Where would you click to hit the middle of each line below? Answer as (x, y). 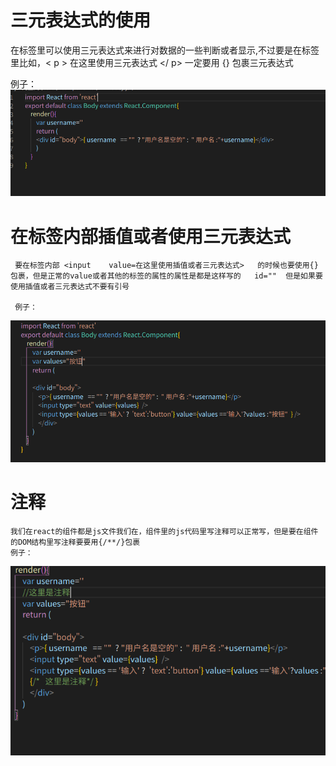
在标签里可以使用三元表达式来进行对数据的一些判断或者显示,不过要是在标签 (165, 50)
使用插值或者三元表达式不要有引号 (70, 287)
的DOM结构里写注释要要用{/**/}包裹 (75, 542)
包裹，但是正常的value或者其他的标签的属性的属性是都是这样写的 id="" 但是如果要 (166, 276)
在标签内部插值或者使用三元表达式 (151, 236)
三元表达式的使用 (81, 20)
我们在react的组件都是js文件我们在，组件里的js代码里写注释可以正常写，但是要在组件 (164, 531)
